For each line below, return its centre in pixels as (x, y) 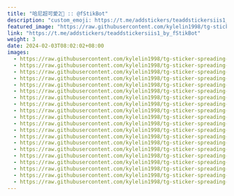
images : (18, 53)
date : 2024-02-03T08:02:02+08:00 (56, 46)
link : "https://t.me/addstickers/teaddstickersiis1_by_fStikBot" (104, 33)
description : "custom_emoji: (49, 20)
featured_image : (31, 26)
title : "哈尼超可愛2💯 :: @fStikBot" (58, 14)
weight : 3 (22, 40)
